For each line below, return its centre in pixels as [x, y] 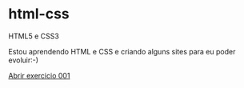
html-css [39, 14]
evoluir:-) [23, 60]
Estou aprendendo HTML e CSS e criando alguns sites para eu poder [122, 51]
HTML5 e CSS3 [34, 36]
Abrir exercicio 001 [39, 75]
